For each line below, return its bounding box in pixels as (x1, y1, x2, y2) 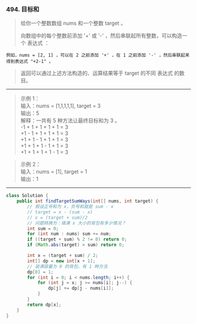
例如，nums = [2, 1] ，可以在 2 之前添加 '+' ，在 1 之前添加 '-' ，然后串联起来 (6, 52, 190, 58)
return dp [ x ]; (27, 302, 62, 308)
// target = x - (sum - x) (27, 209, 93, 215)
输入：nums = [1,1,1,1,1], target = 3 (20, 102, 101, 109)
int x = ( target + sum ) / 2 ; (27, 253, 98, 259)
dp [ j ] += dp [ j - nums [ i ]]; (47, 285, 114, 292)
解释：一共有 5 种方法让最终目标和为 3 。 (20, 117, 120, 124)
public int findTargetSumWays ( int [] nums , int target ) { (16, 198, 159, 204)
